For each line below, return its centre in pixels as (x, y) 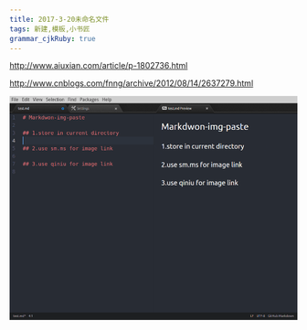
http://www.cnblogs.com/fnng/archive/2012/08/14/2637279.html (132, 83)
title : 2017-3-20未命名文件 (59, 19)
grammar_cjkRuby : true (53, 38)
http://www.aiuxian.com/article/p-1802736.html (99, 66)
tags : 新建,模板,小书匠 (50, 29)
